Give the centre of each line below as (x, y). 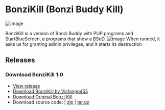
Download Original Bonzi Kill (42, 97)
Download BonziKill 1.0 (34, 75)
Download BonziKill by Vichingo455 (50, 91)
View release (26, 86)
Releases (20, 60)
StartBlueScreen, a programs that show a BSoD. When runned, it (82, 39)
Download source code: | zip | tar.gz (51, 102)
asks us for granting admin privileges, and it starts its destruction (74, 44)
